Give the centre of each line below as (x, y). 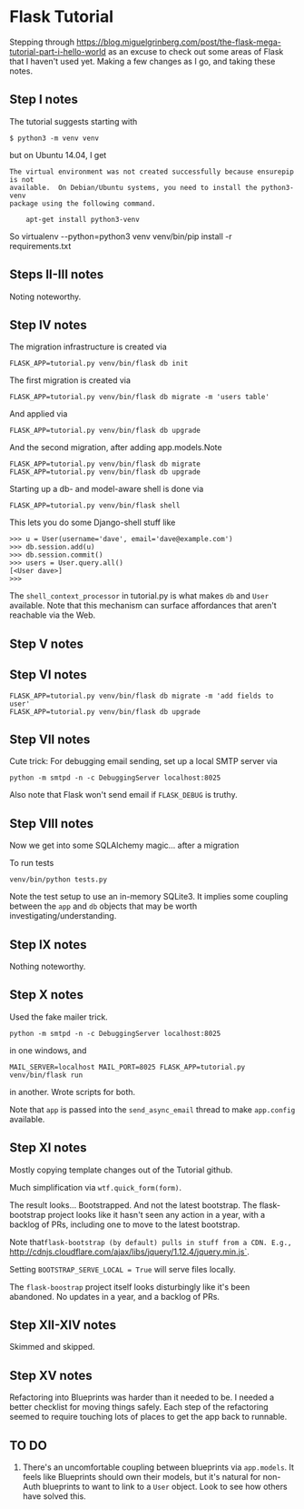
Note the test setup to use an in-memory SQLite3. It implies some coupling (149, 897)
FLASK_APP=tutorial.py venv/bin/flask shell (95, 506)
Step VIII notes (52, 824)
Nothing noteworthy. (48, 967)
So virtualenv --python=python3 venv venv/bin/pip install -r (121, 236)
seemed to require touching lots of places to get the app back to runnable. (148, 1417)
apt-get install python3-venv (83, 219)
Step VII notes (50, 739)
